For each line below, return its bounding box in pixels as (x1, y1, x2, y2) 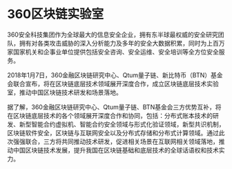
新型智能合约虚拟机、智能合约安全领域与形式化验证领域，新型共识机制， (19, 120, 225, 128)
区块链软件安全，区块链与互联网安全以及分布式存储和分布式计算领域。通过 (7, 128, 219, 137)
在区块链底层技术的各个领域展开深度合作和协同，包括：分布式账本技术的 (7, 111, 213, 119)
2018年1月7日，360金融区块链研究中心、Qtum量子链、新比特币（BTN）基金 (7, 70, 223, 79)
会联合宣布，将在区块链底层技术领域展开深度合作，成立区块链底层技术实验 (7, 79, 219, 88)
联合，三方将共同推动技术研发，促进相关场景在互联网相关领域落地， (25, 137, 219, 146)
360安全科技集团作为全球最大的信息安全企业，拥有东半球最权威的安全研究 (7, 30, 219, 39)
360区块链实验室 (7, 6, 104, 22)
